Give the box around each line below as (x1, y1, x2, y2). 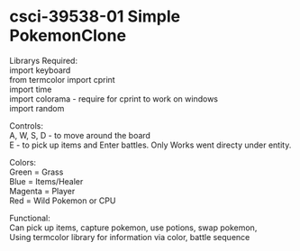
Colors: (9, 157, 37, 167)
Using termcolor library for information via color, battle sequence (9, 231, 250, 242)
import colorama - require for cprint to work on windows (9, 93, 219, 104)
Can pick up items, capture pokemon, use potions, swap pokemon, (9, 222, 258, 233)
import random (9, 103, 65, 113)
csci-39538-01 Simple (9, 6, 181, 27)
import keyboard (9, 65, 71, 76)
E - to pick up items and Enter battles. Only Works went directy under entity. (9, 139, 292, 150)
